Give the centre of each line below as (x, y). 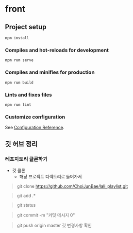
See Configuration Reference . (35, 128)
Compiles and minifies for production (50, 72)
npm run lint (18, 105)
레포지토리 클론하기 (26, 159)
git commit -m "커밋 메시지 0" (46, 215)
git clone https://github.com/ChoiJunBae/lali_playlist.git (72, 186)
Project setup (26, 27)
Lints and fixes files (29, 95)
